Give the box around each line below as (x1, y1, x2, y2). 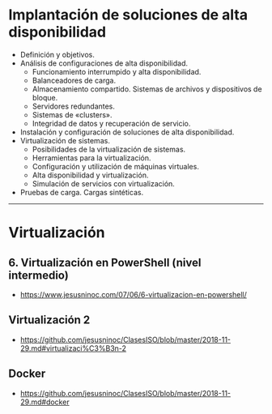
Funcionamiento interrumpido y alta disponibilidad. (32, 66, 202, 76)
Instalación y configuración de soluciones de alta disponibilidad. (19, 127, 235, 137)
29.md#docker (19, 397, 70, 407)
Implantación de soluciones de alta (8, 6, 249, 24)
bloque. (32, 92, 58, 102)
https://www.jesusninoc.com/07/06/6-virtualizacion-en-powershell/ (19, 289, 247, 299)
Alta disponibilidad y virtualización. (32, 170, 149, 180)
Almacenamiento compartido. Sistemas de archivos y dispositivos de (32, 83, 262, 94)
